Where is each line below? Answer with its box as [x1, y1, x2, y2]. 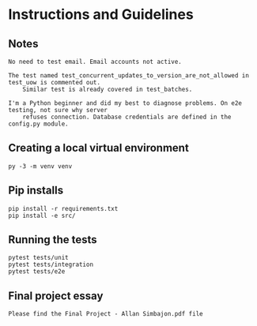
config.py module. [8, 120, 69, 128]
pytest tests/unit [8, 254, 69, 262]
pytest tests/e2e [8, 268, 66, 275]
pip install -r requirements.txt [8, 204, 119, 212]
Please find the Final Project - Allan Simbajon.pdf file [8, 310, 203, 318]
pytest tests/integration [8, 260, 93, 269]
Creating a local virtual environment [8, 141, 190, 155]
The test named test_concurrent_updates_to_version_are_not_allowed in [8, 72, 249, 80]
